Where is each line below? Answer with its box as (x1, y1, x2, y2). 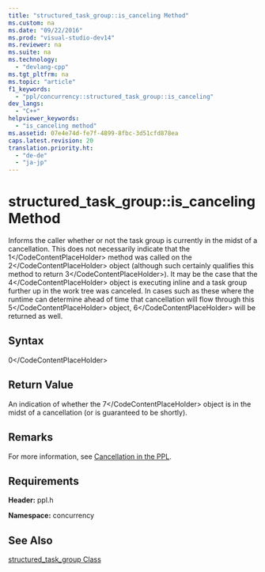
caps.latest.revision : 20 (8, 136, 93, 145)
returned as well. (8, 312, 63, 321)
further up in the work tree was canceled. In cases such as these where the (8, 286, 255, 296)
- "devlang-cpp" (15, 63, 69, 71)
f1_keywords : (8, 85, 51, 93)
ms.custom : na (8, 19, 55, 27)
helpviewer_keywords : (8, 115, 80, 123)
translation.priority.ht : (8, 144, 93, 152)
